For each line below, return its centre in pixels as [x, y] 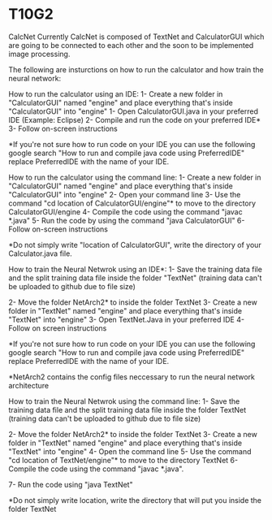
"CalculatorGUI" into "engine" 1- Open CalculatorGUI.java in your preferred [133, 111]
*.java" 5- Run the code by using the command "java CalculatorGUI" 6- [127, 220]
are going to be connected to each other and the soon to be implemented [131, 45]
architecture [29, 385]
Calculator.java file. [41, 253]
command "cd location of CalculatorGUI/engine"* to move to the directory [132, 203]
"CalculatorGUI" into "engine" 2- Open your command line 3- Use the [125, 194]
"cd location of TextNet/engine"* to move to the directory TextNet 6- [123, 460]
